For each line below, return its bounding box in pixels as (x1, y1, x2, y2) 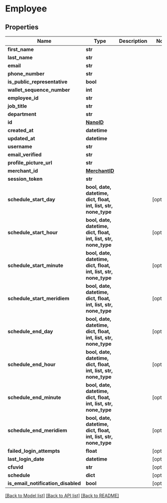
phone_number (7, 70, 45, 77)
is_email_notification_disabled (7, 480, 81, 487)
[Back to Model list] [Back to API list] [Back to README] (5, 493, 119, 499)
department (7, 111, 36, 118)
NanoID (85, 119, 104, 126)
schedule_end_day (7, 328, 53, 335)
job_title (7, 103, 27, 110)
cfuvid (7, 464, 23, 471)
